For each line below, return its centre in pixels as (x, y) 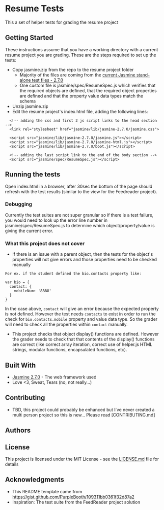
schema (27, 101)
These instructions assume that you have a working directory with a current (82, 49)
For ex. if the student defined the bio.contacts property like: (73, 274)
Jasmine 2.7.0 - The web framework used (54, 377)
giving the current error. (29, 231)
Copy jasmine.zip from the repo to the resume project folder (73, 69)
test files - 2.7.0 (48, 80)
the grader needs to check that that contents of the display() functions (83, 339)
